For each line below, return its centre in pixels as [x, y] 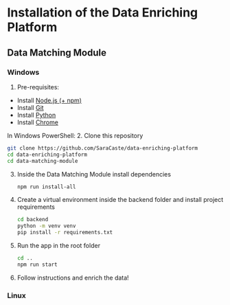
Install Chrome [37, 122]
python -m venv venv [46, 226]
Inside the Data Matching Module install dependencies [94, 174]
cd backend [33, 220]
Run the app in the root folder [59, 246]
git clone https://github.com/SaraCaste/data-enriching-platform [102, 148]
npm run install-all [46, 187]
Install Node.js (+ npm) [49, 100]
